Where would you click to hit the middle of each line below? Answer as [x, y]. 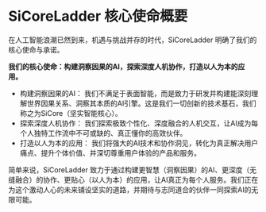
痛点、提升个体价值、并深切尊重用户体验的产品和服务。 [110, 152]
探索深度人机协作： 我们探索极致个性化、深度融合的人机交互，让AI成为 [135, 123]
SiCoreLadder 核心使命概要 [98, 16]
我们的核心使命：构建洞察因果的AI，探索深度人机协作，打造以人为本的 [123, 66]
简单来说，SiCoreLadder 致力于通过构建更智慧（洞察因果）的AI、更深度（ [129, 170]
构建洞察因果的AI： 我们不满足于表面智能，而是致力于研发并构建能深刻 [135, 93]
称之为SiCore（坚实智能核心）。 [71, 113]
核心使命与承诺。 [36, 49]
